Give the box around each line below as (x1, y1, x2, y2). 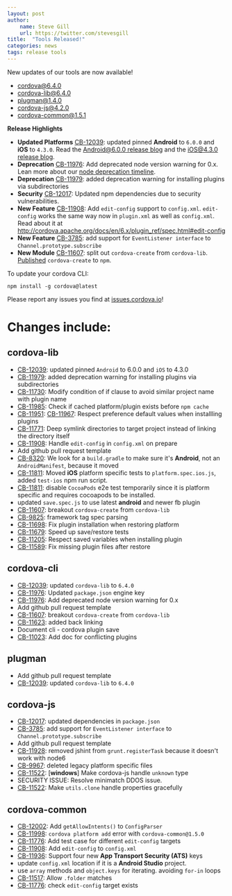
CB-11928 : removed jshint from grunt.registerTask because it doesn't (17, 747, 219, 755)
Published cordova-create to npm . (17, 256, 112, 264)
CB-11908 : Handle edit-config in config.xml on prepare (17, 439, 178, 447)
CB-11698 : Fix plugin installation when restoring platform (17, 520, 179, 529)
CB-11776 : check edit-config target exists (17, 881, 139, 890)
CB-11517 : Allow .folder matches (17, 874, 113, 882)
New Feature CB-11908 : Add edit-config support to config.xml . (17, 204, 201, 213)
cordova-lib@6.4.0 (17, 88, 72, 97)
